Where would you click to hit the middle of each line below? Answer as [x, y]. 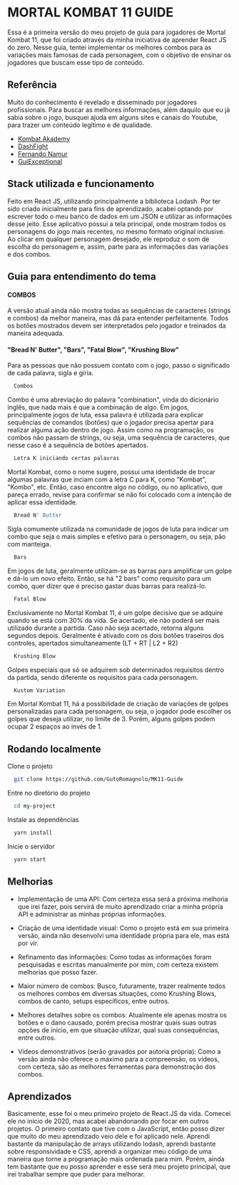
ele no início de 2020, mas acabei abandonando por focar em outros [108, 1122]
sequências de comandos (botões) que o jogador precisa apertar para [111, 422]
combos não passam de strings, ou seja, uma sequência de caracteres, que [119, 438]
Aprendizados [40, 1097]
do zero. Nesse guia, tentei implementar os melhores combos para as [110, 47]
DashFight [33, 146]
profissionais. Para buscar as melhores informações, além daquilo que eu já [119, 110]
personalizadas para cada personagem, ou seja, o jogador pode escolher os [119, 711]
